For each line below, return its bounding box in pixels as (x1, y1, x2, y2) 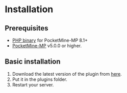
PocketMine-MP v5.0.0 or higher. (12, 43, 82, 49)
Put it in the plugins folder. (12, 76, 67, 82)
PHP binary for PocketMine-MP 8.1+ (12, 37, 88, 43)
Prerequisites (5, 24, 48, 33)
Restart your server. (12, 81, 54, 87)
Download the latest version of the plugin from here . (12, 71, 122, 77)
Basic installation (5, 57, 61, 66)
